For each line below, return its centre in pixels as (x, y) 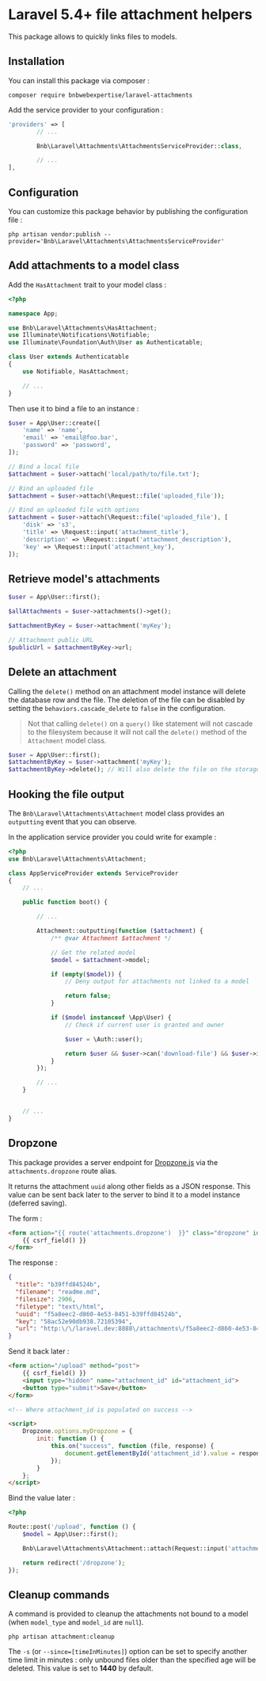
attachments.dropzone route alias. (63, 1171)
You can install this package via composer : (79, 80)
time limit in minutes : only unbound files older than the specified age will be (132, 1660)
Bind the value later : (42, 1498)
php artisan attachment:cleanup (61, 1637)
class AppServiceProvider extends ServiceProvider (93, 873)
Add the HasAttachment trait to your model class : (87, 285)
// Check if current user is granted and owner (144, 1025)
